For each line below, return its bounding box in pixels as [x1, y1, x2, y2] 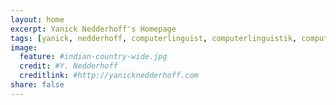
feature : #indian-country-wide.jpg [19, 52, 168, 62]
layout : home [10, 14, 65, 25]
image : [10, 42, 38, 53]
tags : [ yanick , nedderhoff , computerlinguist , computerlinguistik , [10, 33, 298, 43]
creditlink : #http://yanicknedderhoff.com [19, 71, 199, 81]
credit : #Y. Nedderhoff [19, 61, 118, 71]
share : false [10, 80, 65, 90]
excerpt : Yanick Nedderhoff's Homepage [10, 24, 177, 34]
